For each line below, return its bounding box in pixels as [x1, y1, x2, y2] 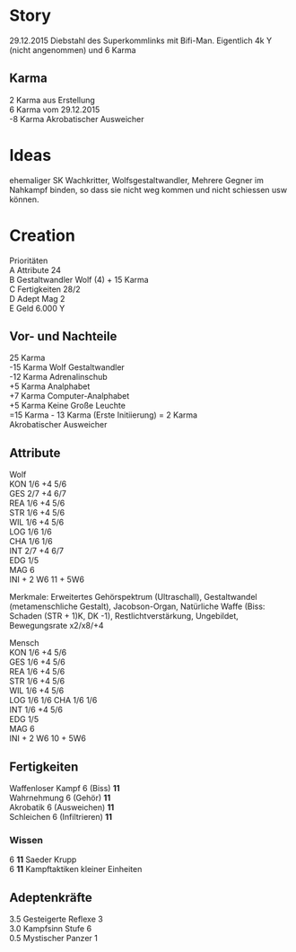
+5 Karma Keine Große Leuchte [9, 401, 126, 411]
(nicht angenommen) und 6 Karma [9, 44, 136, 55]
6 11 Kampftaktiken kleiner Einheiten [9, 864, 143, 875]
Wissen [9, 833, 43, 846]
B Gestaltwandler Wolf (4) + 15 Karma [9, 274, 150, 285]
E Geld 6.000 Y [9, 303, 65, 313]
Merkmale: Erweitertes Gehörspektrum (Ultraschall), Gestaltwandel [9, 592, 257, 603]
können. [9, 194, 39, 205]
